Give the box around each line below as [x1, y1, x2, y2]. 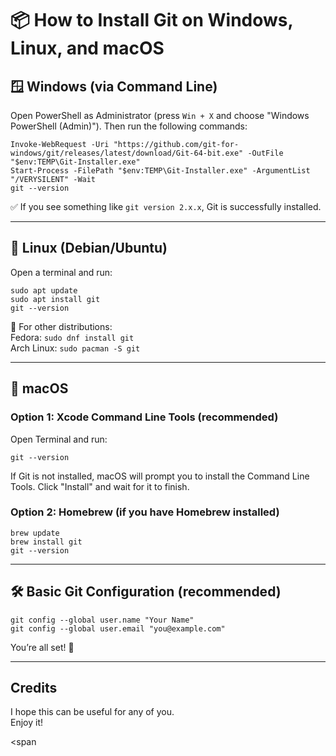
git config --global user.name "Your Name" [10, 615, 195, 625]
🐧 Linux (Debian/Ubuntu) [10, 240, 168, 257]
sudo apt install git [10, 294, 101, 304]
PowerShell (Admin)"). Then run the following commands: [10, 120, 248, 132]
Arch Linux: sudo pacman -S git [10, 342, 141, 354]
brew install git [10, 537, 83, 547]
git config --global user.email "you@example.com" [10, 623, 226, 634]
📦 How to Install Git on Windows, [10, 9, 294, 32]
